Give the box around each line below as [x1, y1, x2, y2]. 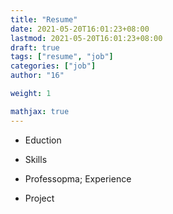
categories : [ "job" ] [10, 61, 97, 71]
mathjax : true [10, 106, 70, 116]
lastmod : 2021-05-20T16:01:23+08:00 [10, 33, 163, 43]
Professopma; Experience [24, 172, 132, 185]
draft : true [10, 42, 60, 53]
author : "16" [10, 71, 65, 81]
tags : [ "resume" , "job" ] [10, 52, 114, 62]
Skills [24, 153, 48, 165]
